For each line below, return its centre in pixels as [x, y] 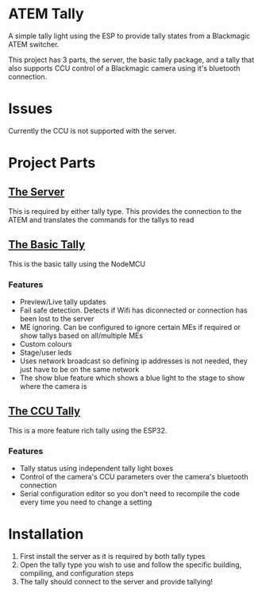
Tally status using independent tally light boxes [96, 468]
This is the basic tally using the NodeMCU [77, 264]
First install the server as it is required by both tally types [112, 557]
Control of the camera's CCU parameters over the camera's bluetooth [134, 477]
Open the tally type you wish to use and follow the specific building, [131, 565]
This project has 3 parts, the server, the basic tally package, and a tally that [131, 60]
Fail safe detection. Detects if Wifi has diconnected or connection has [133, 310]
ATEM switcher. [34, 44]
